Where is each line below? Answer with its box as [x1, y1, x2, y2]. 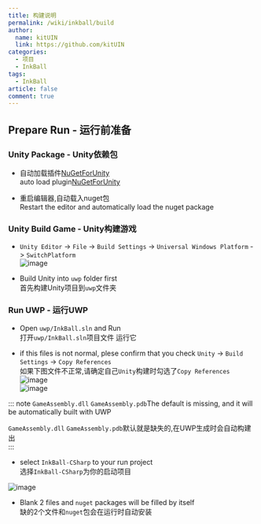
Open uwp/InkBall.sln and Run [19, 323, 121, 333]
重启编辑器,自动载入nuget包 [19, 193, 110, 203]
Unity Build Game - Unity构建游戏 [8, 223, 137, 234]
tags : [8, 70, 26, 78]
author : [8, 26, 34, 34]
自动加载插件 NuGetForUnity [19, 168, 110, 177]
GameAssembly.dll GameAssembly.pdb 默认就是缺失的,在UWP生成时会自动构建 [8, 423, 252, 433]
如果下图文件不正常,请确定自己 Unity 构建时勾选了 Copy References [19, 366, 230, 375]
